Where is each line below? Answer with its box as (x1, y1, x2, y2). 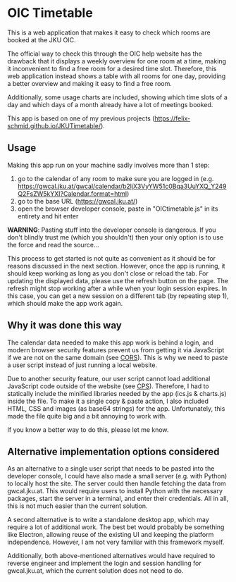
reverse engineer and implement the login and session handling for (7, 559, 202, 568)
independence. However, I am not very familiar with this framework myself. (7, 538, 225, 547)
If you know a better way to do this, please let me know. (7, 425, 169, 434)
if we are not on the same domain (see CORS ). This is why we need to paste (7, 353, 228, 361)
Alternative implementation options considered (7, 445, 220, 457)
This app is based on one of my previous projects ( (7, 114, 155, 123)
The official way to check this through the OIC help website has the (7, 49, 202, 58)
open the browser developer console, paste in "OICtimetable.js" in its (17, 204, 218, 213)
